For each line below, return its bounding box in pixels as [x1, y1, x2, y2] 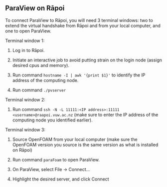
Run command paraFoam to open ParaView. [12, 156, 100, 162]
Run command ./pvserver [12, 87, 66, 93]
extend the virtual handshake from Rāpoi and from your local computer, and [5, 22, 161, 28]
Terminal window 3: [5, 126, 46, 132]
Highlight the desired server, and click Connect [12, 176, 109, 182]
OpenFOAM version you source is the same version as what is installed [12, 141, 159, 147]
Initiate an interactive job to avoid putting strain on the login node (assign [12, 57, 163, 63]
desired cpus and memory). [12, 62, 70, 68]
